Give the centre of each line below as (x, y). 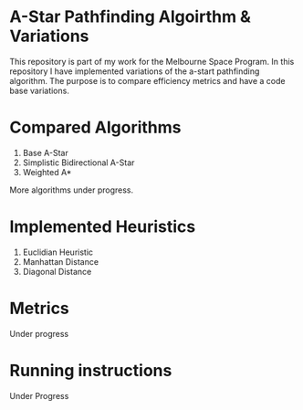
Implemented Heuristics (103, 227)
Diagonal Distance (57, 271)
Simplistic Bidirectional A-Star (78, 163)
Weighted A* (47, 172)
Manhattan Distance (60, 261)
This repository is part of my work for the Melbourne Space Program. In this (152, 61)
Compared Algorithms (95, 127)
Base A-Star (45, 152)
